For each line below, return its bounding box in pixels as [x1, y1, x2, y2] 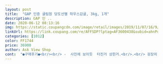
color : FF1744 [5, 38, 34, 43]
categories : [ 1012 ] [5, 34, 45, 39]
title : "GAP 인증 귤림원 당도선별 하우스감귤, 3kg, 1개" [5, 12, 110, 16]
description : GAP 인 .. [5, 16, 52, 21]
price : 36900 [5, 43, 32, 48]
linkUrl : [5, 29, 23, 34]
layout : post [5, 7, 32, 12]
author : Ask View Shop [5, 47, 51, 52]
